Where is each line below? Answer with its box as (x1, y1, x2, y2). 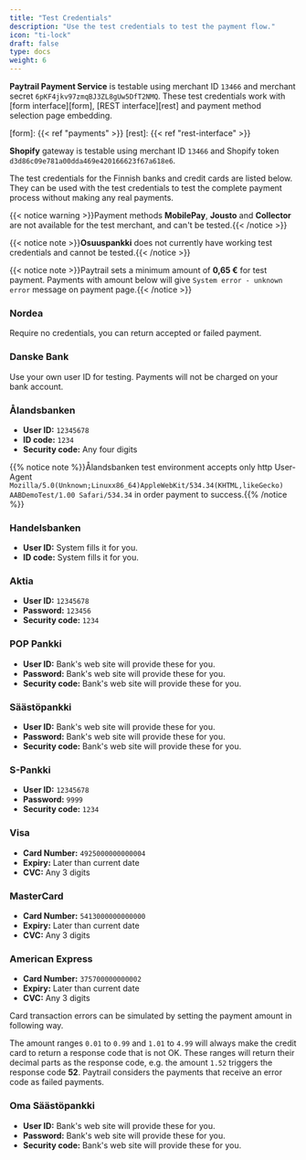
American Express (9, 952, 93, 965)
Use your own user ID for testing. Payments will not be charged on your (9, 371, 279, 382)
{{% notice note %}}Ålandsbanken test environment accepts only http (9, 461, 273, 472)
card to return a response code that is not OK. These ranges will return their (9, 1048, 295, 1059)
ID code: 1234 (22, 434, 75, 445)
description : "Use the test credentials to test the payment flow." (9, 22, 276, 31)
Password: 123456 (22, 605, 91, 617)
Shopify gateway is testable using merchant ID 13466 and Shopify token (9, 145, 280, 156)
